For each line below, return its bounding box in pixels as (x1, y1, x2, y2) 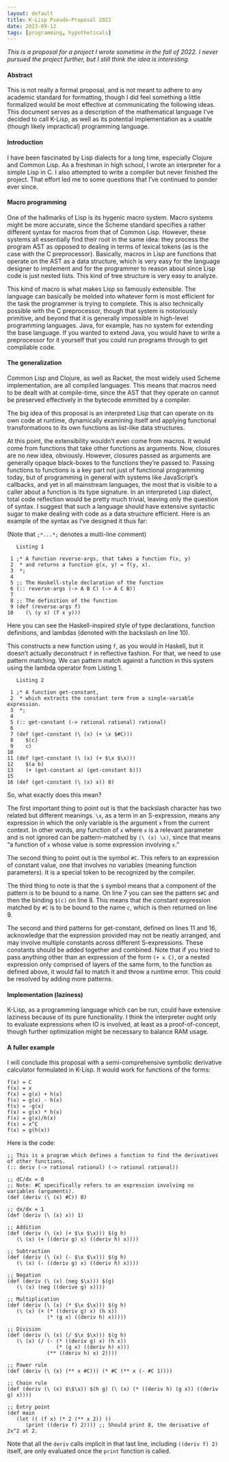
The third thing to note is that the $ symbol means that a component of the (7, 881, 217, 890)
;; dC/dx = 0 (7, 1176, 44, 1183)
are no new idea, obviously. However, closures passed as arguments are (7, 451, 211, 459)
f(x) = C (7, 1079, 32, 1086)
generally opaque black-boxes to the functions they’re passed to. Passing (7, 459, 215, 467)
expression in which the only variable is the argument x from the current (7, 819, 210, 827)
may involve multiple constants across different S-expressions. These (7, 939, 204, 947)
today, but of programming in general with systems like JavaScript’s (7, 473, 198, 481)
